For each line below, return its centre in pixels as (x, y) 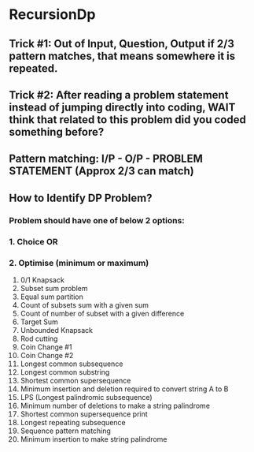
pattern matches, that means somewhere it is (122, 56)
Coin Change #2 (47, 355)
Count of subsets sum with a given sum (84, 304)
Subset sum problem (54, 288)
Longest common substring (65, 372)
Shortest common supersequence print (84, 414)
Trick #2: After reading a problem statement (119, 95)
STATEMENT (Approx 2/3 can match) (102, 171)
